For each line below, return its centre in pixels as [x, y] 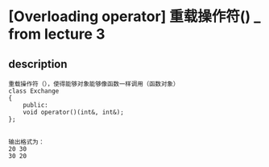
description [38, 64]
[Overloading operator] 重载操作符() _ [134, 17]
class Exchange [34, 91]
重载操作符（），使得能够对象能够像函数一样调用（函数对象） [94, 84]
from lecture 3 [57, 34]
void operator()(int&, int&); [74, 112]
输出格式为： [27, 142]
